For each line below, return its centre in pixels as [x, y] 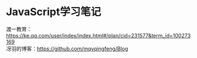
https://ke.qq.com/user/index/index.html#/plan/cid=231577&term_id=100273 [98, 35]
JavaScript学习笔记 [54, 12]
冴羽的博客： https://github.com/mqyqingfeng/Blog [67, 48]
